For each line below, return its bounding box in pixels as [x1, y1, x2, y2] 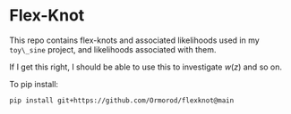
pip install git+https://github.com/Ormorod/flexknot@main [9, 95, 235, 105]
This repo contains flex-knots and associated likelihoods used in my [9, 35, 260, 45]
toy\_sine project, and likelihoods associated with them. [9, 44, 217, 54]
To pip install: [9, 78, 59, 89]
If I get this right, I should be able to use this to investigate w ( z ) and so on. [9, 61, 283, 72]
